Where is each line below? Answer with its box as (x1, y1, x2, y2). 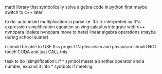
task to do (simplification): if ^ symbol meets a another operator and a (5, 58, 144, 64)
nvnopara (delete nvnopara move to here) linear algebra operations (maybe (5, 29, 156, 35)
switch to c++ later (5, 9, 43, 15)
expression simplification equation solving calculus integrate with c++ (5, 24, 145, 30)
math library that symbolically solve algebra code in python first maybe (5, 4, 147, 10)
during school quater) (5, 34, 49, 40)
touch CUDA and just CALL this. (5, 49, 69, 55)
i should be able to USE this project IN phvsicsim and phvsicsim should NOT (5, 44, 157, 49)
